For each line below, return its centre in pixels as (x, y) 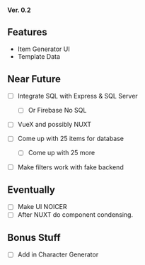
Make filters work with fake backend (70, 167)
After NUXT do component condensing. (75, 215)
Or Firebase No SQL (57, 111)
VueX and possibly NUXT (54, 125)
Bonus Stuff (34, 237)
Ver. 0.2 (19, 10)
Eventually (31, 190)
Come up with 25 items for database (71, 139)
